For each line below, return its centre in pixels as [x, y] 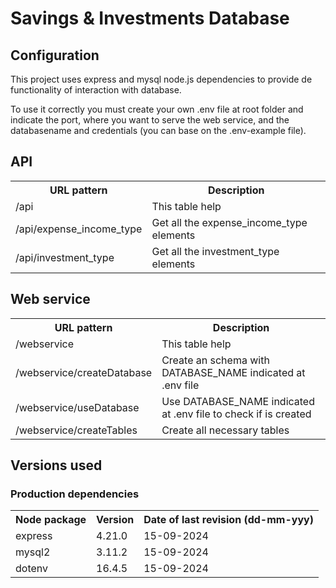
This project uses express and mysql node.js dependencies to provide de [161, 79]
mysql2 [33, 552]
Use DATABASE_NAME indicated [238, 401]
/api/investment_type [65, 257]
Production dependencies [75, 494]
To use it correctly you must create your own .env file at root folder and [157, 109]
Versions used [56, 465]
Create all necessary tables [225, 430]
